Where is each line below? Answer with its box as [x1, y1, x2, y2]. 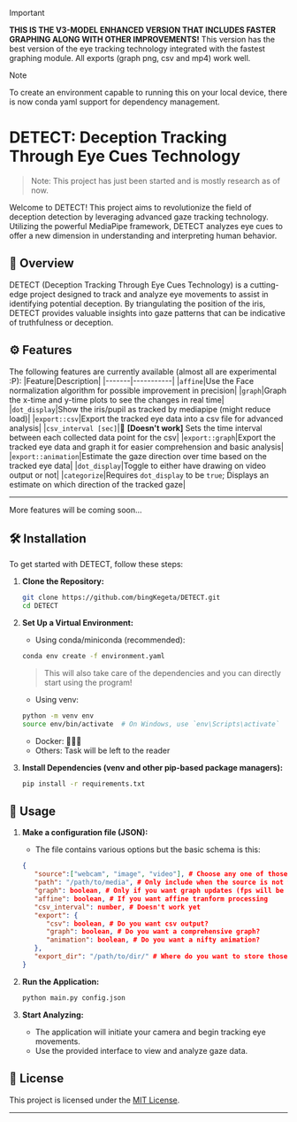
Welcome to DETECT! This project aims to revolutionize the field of [9, 202, 252, 212]
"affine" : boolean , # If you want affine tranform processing [34, 894, 268, 903]
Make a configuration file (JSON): [21, 827, 148, 838]
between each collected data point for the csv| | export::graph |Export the [9, 432, 276, 442]
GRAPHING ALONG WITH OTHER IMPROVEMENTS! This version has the [9, 35, 276, 44]
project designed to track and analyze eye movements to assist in [29, 288, 269, 299]
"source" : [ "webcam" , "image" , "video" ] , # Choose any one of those [34, 870, 288, 879]
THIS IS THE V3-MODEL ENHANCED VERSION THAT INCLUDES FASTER [9, 25, 277, 35]
